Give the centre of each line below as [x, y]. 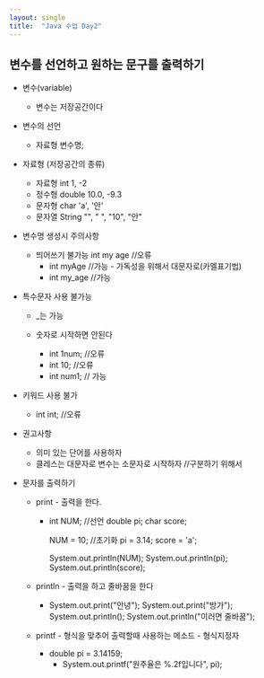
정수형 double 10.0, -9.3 [79, 195]
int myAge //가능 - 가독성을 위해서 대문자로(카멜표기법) [145, 267]
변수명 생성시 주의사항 [61, 236]
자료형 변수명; [60, 145]
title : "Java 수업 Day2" [56, 26]
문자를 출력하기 [49, 483]
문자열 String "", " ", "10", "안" [89, 217]
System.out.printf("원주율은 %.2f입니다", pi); [142, 665]
